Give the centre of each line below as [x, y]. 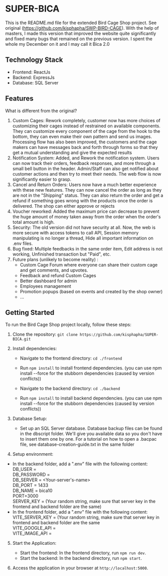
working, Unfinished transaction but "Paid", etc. [62, 254]
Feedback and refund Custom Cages [58, 275]
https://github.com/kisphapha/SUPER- [119, 335]
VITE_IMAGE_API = [32, 533]
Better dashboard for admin [48, 281]
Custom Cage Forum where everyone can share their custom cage [89, 265]
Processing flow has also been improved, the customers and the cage [85, 142]
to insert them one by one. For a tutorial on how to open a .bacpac [88, 439]
